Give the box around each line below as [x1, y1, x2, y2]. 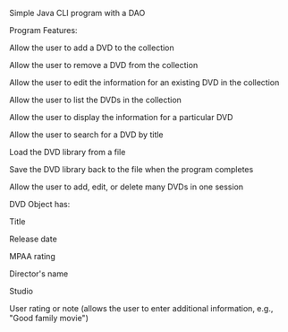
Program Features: [9, 25, 78, 35]
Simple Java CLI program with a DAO [9, 8, 146, 18]
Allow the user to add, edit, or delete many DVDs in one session [9, 181, 244, 192]
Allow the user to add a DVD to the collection [9, 42, 174, 53]
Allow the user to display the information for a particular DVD [9, 112, 233, 122]
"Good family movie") [9, 313, 89, 323]
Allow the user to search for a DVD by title [9, 129, 164, 140]
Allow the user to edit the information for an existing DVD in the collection [9, 77, 280, 88]
